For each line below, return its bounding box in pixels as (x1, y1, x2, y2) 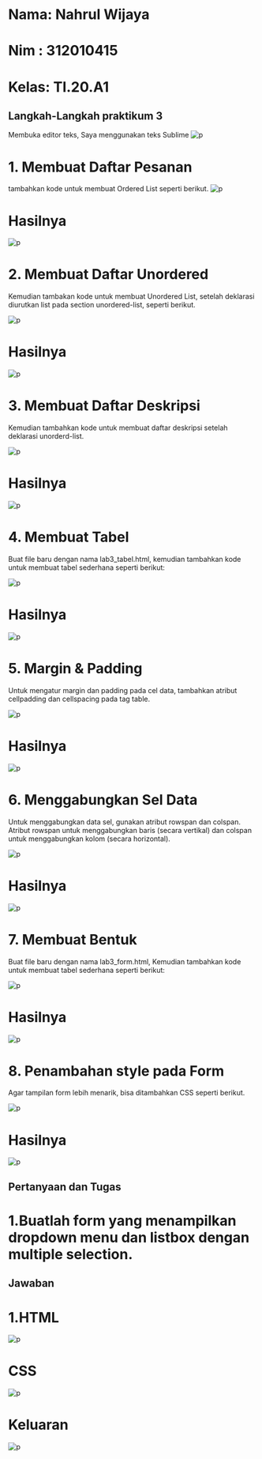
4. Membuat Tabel (8, 528, 129, 546)
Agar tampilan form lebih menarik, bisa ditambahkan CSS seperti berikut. (8, 1088, 245, 1098)
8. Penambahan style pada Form (8, 1061, 225, 1080)
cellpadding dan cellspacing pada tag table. (8, 694, 151, 703)
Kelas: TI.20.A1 (8, 77, 109, 96)
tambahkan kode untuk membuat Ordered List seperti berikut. (8, 184, 209, 194)
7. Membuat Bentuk (8, 930, 138, 948)
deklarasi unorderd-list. (8, 432, 84, 441)
